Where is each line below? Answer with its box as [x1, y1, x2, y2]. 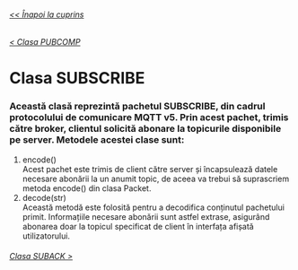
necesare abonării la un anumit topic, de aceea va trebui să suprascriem [22, 173, 290, 184]
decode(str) [22, 192, 67, 203]
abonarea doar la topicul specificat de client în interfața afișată [22, 221, 254, 231]
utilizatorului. [22, 231, 70, 241]
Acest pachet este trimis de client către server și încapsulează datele [22, 163, 278, 174]
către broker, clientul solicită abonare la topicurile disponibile [9, 123, 282, 135]
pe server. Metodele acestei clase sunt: [9, 134, 185, 146]
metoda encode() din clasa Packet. [22, 182, 152, 194]
